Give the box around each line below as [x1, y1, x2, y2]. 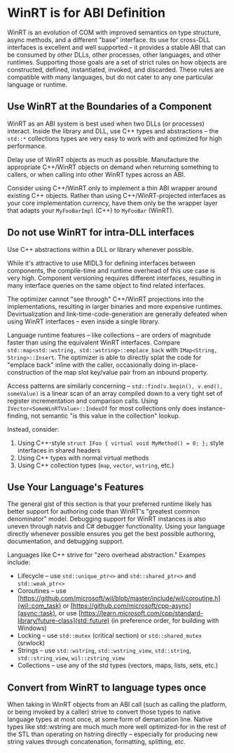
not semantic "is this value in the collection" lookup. [30, 411, 181, 420]
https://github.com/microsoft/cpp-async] [72, 601, 191, 610]
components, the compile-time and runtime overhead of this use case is [7, 266, 216, 274]
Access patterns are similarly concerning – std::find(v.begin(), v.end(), [7, 381, 223, 390]
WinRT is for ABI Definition [7, 5, 166, 21]
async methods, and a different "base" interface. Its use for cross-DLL [7, 35, 210, 44]
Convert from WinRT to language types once [7, 681, 207, 693]
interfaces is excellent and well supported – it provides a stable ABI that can [7, 43, 226, 51]
